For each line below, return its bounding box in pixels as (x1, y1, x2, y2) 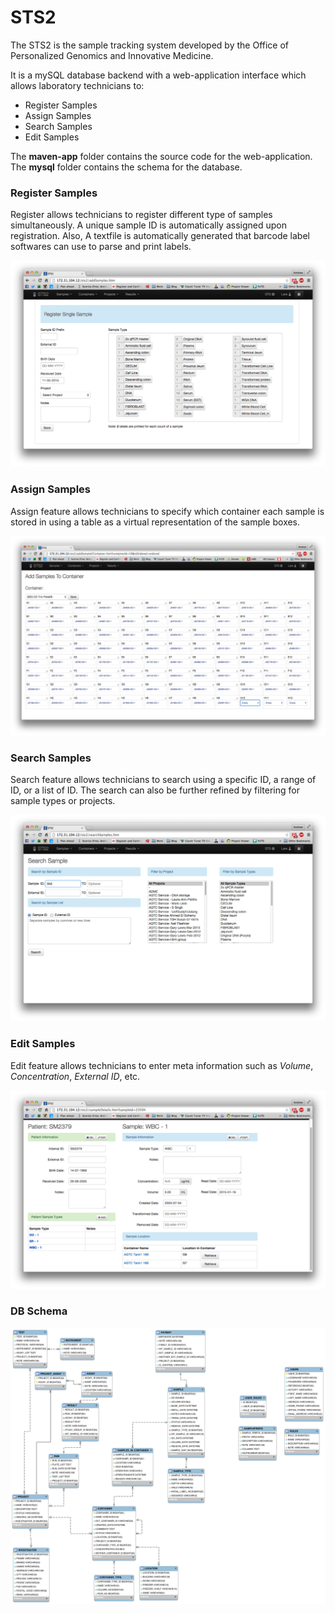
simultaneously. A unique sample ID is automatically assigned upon (10, 219, 287, 231)
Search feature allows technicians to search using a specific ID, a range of (10, 774, 317, 786)
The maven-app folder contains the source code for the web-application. (10, 150, 313, 162)
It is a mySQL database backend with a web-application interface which (10, 69, 307, 81)
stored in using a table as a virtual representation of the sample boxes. (10, 516, 301, 528)
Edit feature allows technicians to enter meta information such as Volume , (10, 1059, 314, 1071)
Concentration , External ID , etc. (10, 1070, 141, 1082)
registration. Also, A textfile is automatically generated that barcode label (10, 230, 310, 242)
